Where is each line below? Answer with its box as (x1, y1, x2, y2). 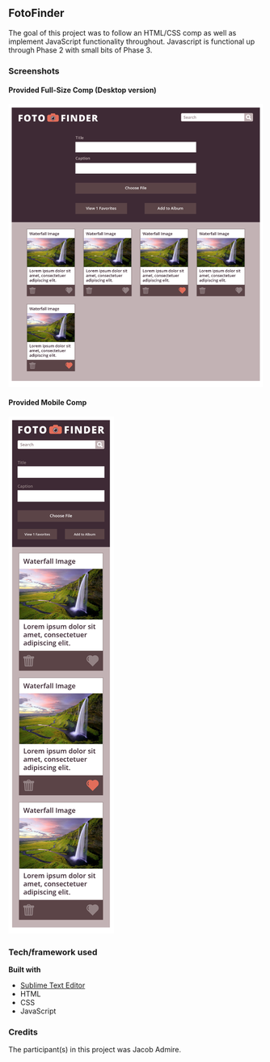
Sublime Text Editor (19, 980, 86, 990)
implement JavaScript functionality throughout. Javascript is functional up (8, 36, 255, 46)
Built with (8, 965, 41, 975)
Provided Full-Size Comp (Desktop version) (8, 85, 157, 95)
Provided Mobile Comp (8, 398, 87, 408)
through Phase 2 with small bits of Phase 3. (8, 44, 153, 55)
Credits (8, 1026, 38, 1038)
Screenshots (8, 65, 60, 76)
